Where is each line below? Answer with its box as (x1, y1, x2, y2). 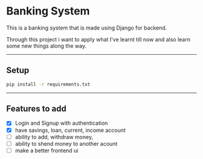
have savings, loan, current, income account (14, 126, 126, 134)
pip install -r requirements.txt (6, 81, 91, 87)
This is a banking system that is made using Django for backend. (6, 24, 167, 31)
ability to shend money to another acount (14, 140, 118, 147)
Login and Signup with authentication (14, 119, 108, 127)
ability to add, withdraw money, (14, 133, 94, 140)
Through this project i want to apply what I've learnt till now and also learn (6, 36, 190, 43)
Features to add (6, 104, 66, 114)
